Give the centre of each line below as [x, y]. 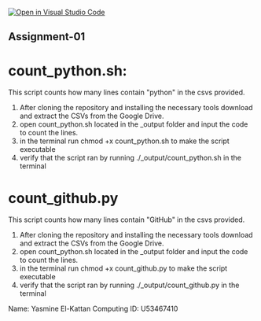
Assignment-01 [47, 37]
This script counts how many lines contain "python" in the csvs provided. [127, 92]
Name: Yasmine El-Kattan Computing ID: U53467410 [93, 309]
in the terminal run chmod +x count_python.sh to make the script [124, 141]
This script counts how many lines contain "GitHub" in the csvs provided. [127, 220]
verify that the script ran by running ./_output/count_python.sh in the [130, 158]
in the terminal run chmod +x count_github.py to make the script [123, 268]
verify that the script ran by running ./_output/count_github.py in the [129, 285]
